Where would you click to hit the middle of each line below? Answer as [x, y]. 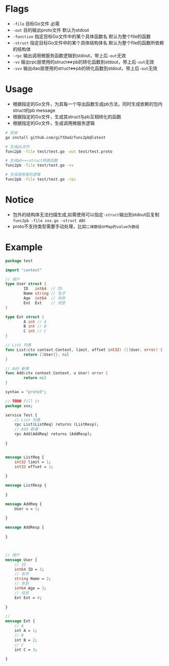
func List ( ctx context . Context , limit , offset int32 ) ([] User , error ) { [84, 350]
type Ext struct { [25, 317]
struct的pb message [34, 110]
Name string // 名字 [45, 294]
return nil [35, 378]
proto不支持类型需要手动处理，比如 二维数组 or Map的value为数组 [76, 226]
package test [19, 261]
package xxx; [19, 406]
